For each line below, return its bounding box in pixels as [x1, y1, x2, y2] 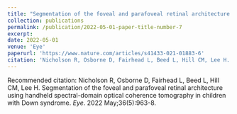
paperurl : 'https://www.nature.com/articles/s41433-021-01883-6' [7, 50, 204, 57]
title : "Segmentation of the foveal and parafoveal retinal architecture [7, 10, 231, 18]
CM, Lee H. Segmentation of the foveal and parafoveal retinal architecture [7, 83, 224, 92]
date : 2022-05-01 [7, 37, 59, 44]
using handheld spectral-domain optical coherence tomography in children [7, 91, 226, 99]
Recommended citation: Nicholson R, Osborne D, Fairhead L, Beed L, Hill [7, 76, 220, 84]
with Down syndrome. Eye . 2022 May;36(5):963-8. [7, 98, 157, 107]
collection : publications [7, 17, 84, 24]
